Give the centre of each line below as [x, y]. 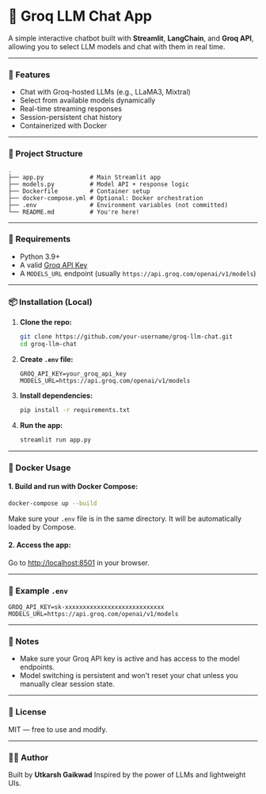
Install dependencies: [56, 395]
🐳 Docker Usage [40, 468]
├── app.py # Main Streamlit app [84, 177]
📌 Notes [24, 642]
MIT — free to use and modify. [58, 729]
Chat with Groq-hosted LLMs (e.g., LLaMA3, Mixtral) [105, 92]
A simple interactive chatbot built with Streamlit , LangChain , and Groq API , [131, 38]
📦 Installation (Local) [50, 302]
